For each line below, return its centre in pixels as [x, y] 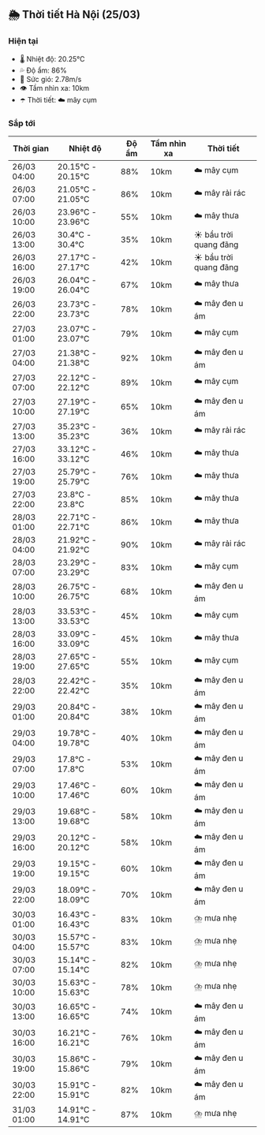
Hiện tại [23, 41]
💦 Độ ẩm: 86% [43, 70]
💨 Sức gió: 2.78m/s [50, 79]
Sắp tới [22, 123]
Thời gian [31, 148]
